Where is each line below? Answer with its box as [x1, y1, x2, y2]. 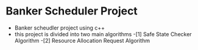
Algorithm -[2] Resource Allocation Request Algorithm [14, 37, 150, 44]
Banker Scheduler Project [5, 4, 138, 18]
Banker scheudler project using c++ [14, 24, 105, 31]
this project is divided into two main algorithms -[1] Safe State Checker [14, 30, 193, 37]
